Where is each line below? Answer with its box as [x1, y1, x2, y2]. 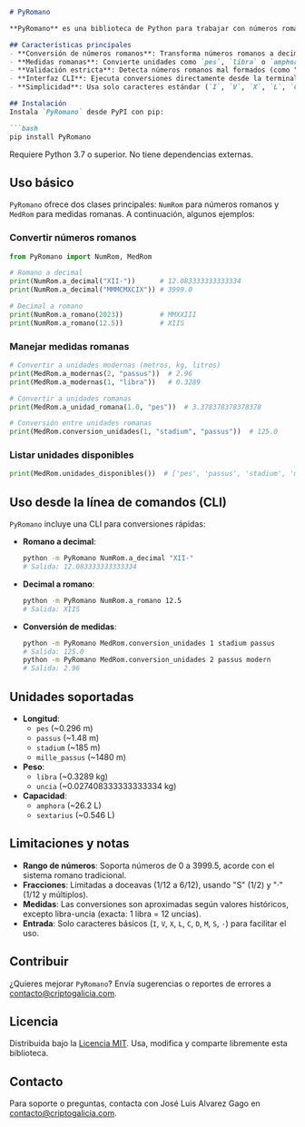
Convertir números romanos [9, 232, 137, 244]
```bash [9, 124, 39, 133]
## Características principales [9, 40, 132, 49]
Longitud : [22, 713, 61, 724]
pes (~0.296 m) [35, 722, 93, 734]
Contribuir [9, 954, 70, 970]
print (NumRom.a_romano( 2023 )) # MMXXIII [9, 310, 197, 319]
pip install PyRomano [9, 132, 92, 142]
